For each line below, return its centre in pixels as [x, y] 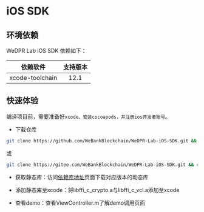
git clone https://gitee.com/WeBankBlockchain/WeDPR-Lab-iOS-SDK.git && [100, 165]
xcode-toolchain [33, 78]
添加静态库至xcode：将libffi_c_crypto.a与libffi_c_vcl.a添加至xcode [97, 190]
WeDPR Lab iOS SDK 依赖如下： [46, 51]
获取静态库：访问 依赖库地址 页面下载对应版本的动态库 [82, 177]
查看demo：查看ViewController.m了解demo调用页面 [80, 203]
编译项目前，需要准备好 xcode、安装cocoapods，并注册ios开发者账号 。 [89, 116]
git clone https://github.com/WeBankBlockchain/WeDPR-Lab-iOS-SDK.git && [102, 141]
